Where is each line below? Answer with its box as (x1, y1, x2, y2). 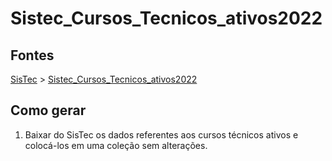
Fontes (10, 47, 55, 64)
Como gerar (10, 102, 87, 119)
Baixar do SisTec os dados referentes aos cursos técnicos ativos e (24, 128, 299, 141)
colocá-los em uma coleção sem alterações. (24, 139, 208, 151)
